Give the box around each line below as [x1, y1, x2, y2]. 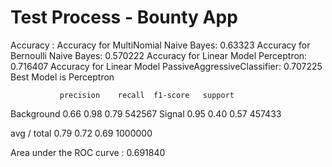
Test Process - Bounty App [10, 6, 238, 29]
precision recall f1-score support [59, 90, 235, 100]
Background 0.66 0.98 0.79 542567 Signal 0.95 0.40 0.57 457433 [10, 107, 282, 120]
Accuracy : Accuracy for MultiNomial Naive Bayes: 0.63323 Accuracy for [10, 39, 311, 51]
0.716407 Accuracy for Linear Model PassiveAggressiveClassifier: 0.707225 [10, 60, 323, 72]
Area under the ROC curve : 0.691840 [10, 146, 166, 158]
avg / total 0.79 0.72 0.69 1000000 [10, 127, 153, 139]
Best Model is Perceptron [10, 71, 115, 83]
